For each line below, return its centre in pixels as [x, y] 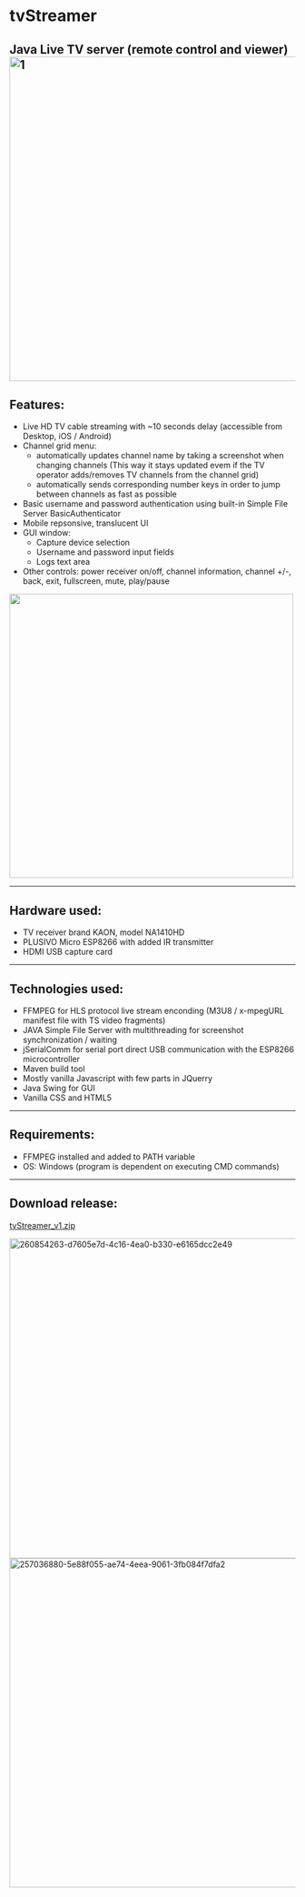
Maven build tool [54, 1069]
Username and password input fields [105, 552]
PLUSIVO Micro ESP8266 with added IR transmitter [118, 942]
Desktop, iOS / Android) [67, 437]
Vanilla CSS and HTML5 [67, 1098]
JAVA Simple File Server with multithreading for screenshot [133, 1030]
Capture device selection [83, 543]
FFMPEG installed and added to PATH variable [109, 1157]
